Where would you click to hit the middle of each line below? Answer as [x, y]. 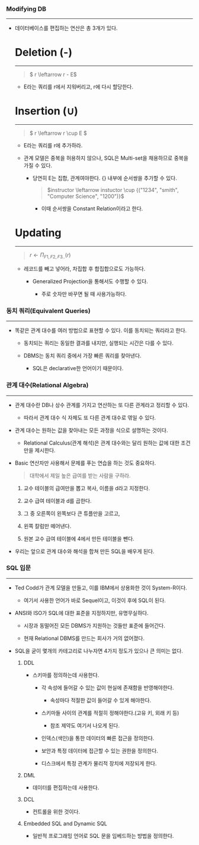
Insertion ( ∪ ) [46, 111]
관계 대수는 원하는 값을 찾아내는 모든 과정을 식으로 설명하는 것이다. [91, 430]
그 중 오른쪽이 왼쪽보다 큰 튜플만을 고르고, [72, 513]
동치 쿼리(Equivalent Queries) [48, 311]
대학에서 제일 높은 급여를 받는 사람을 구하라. [80, 475]
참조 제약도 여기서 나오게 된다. [85, 725]
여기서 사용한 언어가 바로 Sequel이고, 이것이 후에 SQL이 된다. [94, 600]
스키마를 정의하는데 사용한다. [66, 675]
